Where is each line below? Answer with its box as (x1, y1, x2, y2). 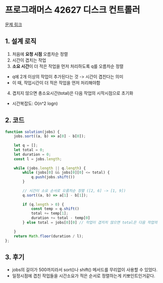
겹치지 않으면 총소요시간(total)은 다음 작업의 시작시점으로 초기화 (12, 90, 134, 96)
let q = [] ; (14, 143, 38, 148)
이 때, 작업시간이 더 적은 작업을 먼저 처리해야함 (12, 80, 101, 85)
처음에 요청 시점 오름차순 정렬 (12, 51, 68, 57)
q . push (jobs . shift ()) (31, 175, 75, 180)
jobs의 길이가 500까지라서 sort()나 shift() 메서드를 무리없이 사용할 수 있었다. (12, 267, 158, 273)
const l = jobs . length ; (14, 157, 62, 162)
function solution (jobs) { (5, 129, 60, 134)
